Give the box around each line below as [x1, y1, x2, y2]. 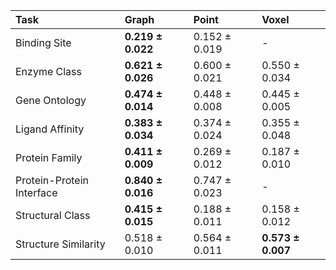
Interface [15, 186, 58, 199]
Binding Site [15, 36, 72, 49]
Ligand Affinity [15, 122, 85, 136]
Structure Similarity [15, 237, 106, 251]
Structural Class [15, 209, 91, 222]
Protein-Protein [15, 174, 89, 187]
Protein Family [15, 151, 83, 164]
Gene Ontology [15, 94, 87, 107]
